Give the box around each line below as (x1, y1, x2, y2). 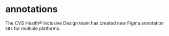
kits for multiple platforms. (5, 25, 60, 31)
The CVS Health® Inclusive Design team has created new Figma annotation (5, 20, 164, 26)
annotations (5, 3, 58, 15)
